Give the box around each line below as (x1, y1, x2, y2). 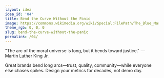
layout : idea (5, 7, 32, 12)
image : (5, 20, 19, 26)
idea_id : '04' (5, 12, 34, 17)
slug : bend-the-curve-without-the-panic (5, 30, 89, 35)
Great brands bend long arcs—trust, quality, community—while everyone (5, 62, 152, 68)
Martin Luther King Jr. (5, 53, 49, 58)
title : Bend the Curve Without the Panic (5, 16, 91, 21)
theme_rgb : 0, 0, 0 (5, 25, 45, 30)
